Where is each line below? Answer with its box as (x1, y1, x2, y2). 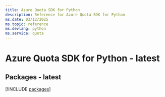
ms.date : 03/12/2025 (5, 17, 49, 22)
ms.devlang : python (5, 26, 46, 31)
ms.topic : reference (5, 21, 49, 27)
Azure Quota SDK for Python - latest (5, 53, 160, 64)
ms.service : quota (5, 31, 44, 36)
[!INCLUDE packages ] (5, 86, 51, 92)
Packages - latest (5, 73, 62, 81)
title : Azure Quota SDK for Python (5, 7, 80, 13)
